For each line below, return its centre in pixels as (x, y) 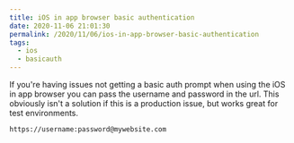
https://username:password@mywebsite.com (88, 130)
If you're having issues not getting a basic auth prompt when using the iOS (147, 84)
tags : (19, 42)
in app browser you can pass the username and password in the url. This (144, 94)
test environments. (44, 113)
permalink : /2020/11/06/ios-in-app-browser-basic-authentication (134, 34)
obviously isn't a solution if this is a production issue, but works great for (144, 103)
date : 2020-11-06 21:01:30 (60, 26)
